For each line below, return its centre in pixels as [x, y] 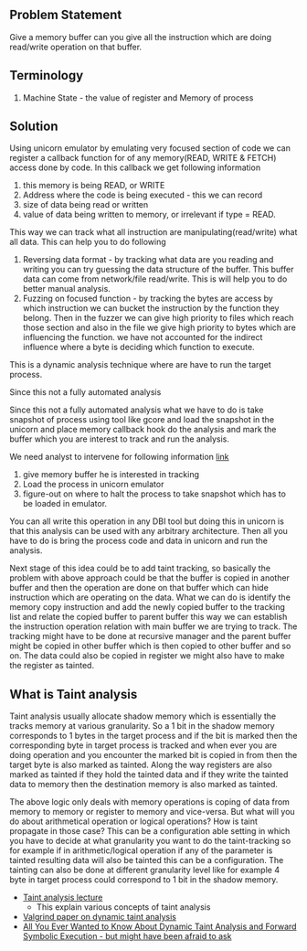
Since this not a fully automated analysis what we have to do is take [137, 410]
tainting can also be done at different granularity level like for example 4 [145, 870]
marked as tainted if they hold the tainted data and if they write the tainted [149, 775]
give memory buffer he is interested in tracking [111, 475]
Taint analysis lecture [63, 898]
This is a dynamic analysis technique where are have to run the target [140, 365]
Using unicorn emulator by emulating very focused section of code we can [150, 148]
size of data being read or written [85, 205]
